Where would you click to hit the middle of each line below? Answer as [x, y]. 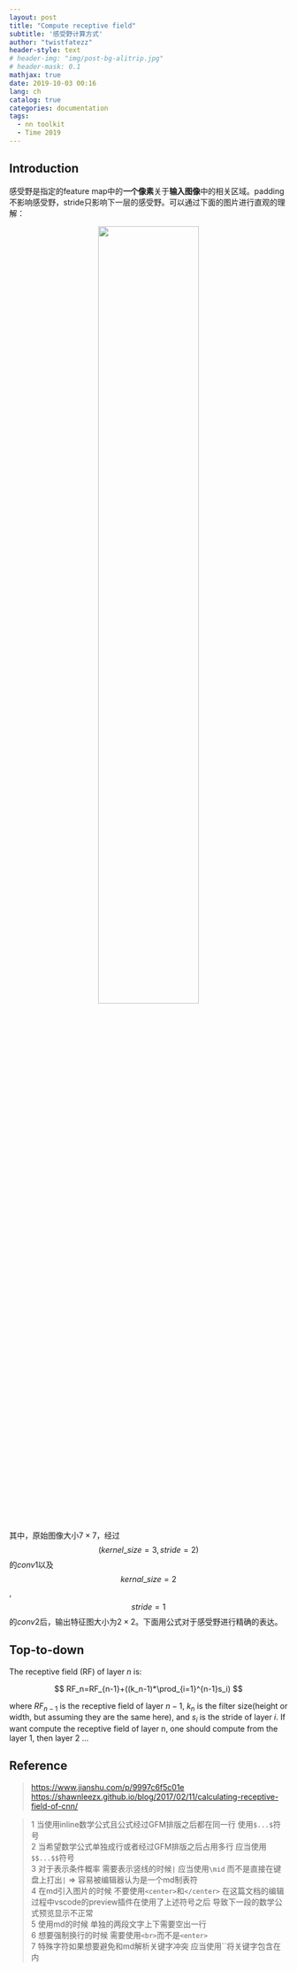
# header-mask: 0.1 [45, 67]
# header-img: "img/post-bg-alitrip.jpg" [87, 58]
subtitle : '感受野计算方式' [56, 34]
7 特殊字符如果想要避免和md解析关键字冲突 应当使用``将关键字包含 [152, 1946]
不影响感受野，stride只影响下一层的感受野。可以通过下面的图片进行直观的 [144, 202]
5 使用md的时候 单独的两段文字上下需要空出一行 [118, 1924]
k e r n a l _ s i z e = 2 [148, 1579]
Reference [38, 1766]
